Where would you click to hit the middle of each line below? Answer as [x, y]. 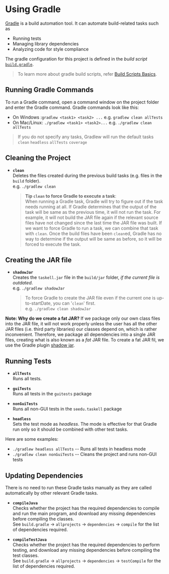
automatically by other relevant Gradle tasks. [52, 493]
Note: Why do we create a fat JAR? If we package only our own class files [83, 318]
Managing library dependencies [46, 43]
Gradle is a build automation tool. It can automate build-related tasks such [82, 23]
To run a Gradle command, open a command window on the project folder [82, 102]
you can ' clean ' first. [74, 303]
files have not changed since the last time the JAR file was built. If [94, 222]
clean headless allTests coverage [52, 142]
